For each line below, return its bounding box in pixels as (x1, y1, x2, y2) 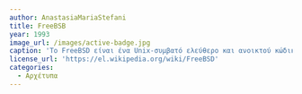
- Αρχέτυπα (17, 72, 58, 81)
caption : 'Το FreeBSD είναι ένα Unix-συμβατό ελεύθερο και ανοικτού (9, 47, 271, 56)
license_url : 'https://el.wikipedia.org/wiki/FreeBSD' (9, 55, 219, 64)
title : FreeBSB (9, 21, 67, 30)
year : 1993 (9, 30, 50, 38)
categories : (9, 64, 54, 73)
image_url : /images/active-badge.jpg (9, 38, 151, 47)
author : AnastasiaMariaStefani (9, 13, 127, 22)
